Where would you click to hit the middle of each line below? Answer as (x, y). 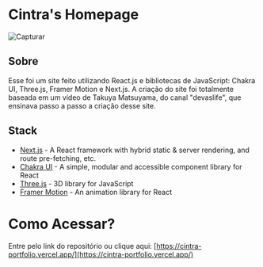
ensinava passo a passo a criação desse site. (82, 105)
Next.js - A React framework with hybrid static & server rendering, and (134, 150)
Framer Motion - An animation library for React (96, 192)
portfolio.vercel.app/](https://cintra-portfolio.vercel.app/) (101, 254)
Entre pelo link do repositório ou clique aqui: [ (82, 246)
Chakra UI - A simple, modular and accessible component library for (131, 166)
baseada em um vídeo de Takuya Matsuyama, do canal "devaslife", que (125, 97)
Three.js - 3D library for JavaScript (76, 183)
